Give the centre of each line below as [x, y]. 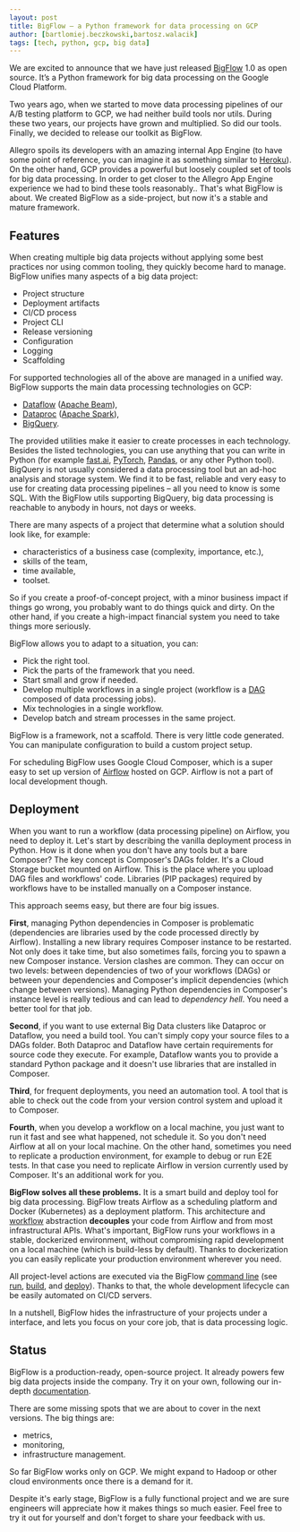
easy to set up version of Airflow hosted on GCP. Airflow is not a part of [141, 772]
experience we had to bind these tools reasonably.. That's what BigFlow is [146, 188]
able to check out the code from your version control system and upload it [146, 1100]
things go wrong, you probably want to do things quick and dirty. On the [142, 607]
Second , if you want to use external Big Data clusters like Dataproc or [138, 1026]
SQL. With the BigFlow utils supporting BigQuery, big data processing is [141, 498]
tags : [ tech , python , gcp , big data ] [80, 43]
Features [34, 235]
